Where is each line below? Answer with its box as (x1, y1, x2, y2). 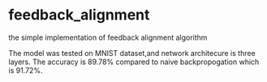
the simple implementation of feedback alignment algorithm (8, 32, 208, 42)
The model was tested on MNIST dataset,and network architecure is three (8, 48, 256, 58)
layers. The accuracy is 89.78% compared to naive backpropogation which (8, 57, 260, 67)
